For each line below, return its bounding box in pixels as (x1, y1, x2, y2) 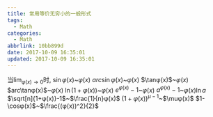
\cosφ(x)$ (7, 102, 36, 110)
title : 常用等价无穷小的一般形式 (7, 10, 92, 17)
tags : (7, 17, 23, 24)
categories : (7, 29, 42, 37)
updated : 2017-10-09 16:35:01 (7, 56, 95, 63)
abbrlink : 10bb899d (7, 42, 64, 49)
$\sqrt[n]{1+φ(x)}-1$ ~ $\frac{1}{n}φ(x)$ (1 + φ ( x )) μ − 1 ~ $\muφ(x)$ (7, 93, 194, 102)
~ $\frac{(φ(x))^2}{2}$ (35, 102, 100, 110)
